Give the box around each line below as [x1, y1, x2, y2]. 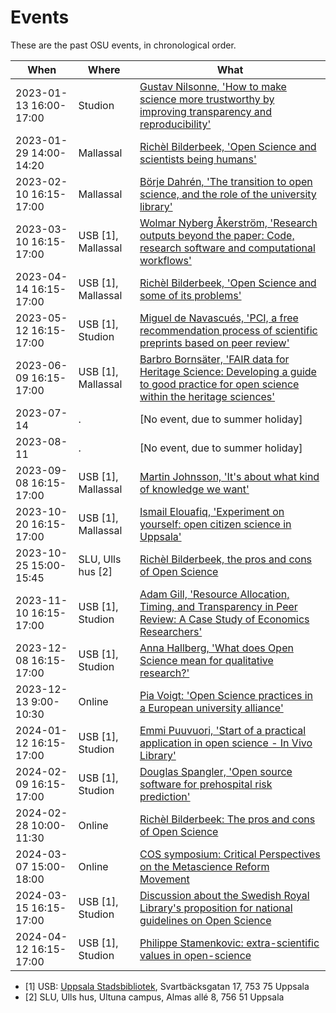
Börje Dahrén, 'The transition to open [139, 174, 313, 188]
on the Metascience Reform [139, 859, 270, 873]
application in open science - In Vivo [139, 736, 313, 750]
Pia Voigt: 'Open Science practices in [139, 688, 314, 702]
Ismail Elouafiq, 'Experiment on [139, 504, 285, 518]
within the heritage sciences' [139, 389, 276, 403]
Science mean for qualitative [139, 653, 274, 667]
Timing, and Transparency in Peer [139, 599, 298, 613]
